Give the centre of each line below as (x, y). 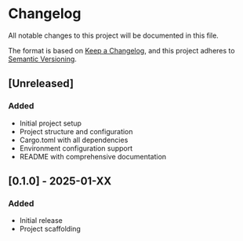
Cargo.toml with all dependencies (74, 140)
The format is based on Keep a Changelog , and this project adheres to (121, 50)
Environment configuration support (76, 148)
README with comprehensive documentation (93, 156)
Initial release (41, 221)
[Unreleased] (41, 84)
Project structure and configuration (76, 131)
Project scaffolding (50, 229)
